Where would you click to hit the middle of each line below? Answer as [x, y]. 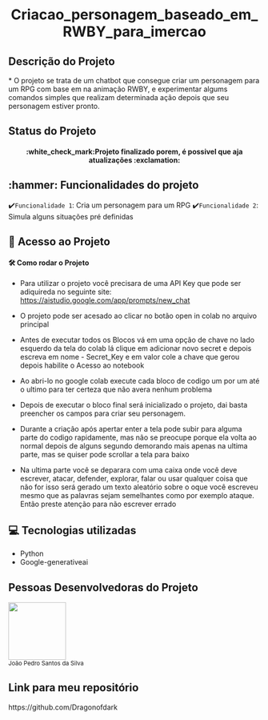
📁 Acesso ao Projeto [59, 242]
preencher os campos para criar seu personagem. [103, 413]
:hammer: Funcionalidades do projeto [104, 185]
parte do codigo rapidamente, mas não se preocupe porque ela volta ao [138, 437]
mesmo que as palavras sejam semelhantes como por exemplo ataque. [137, 496]
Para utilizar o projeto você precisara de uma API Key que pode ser [130, 284]
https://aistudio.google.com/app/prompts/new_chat [105, 300]
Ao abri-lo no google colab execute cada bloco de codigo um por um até [140, 381]
